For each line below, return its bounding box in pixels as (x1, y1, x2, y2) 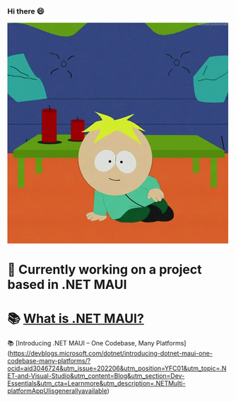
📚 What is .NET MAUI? (7, 310, 145, 326)
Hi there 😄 (7, 6, 45, 16)
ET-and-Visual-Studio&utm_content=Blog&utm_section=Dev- (7, 372, 185, 380)
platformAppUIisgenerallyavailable (7, 386, 107, 395)
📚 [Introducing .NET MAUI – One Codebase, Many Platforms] (7, 339, 187, 348)
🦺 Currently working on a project (7, 261, 202, 278)
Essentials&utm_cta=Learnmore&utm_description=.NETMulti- (7, 379, 186, 388)
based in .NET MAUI (7, 277, 127, 292)
